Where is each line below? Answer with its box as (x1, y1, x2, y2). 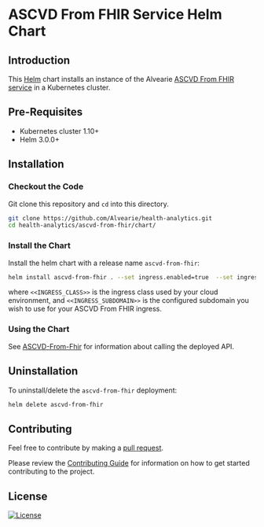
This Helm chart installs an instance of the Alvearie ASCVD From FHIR (8, 75, 234, 83)
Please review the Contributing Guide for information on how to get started (8, 459, 250, 468)
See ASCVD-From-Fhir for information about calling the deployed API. (8, 341, 234, 351)
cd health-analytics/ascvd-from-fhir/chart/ (8, 222, 156, 230)
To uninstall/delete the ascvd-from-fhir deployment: (8, 385, 178, 395)
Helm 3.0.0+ (19, 135, 60, 144)
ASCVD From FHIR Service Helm (8, 6, 222, 24)
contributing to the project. (8, 466, 95, 477)
